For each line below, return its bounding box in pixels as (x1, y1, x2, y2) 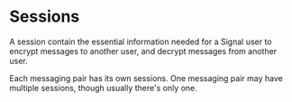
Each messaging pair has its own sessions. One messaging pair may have (9, 72, 284, 83)
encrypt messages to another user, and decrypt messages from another (9, 45, 278, 56)
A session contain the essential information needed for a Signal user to (9, 36, 272, 47)
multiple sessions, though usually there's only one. (9, 82, 198, 93)
